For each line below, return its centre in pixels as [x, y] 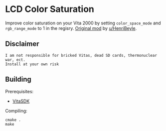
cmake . [13, 120]
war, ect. [15, 60]
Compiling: [16, 111]
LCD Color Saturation [50, 9]
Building [18, 79]
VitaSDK [21, 101]
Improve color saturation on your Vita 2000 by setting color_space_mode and [83, 23]
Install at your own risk [32, 64]
